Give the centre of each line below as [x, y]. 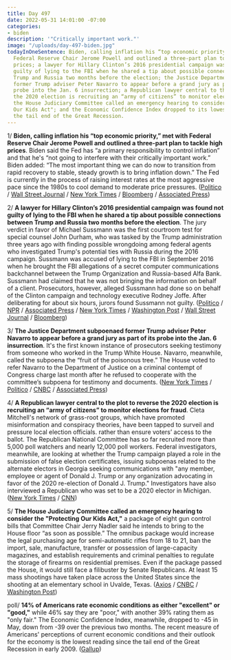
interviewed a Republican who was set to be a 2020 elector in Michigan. [109, 491]
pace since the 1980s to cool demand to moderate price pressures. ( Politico [114, 187]
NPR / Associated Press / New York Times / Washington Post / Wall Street [111, 310]
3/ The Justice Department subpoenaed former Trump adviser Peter [107, 331]
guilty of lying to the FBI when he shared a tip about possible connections [114, 215]
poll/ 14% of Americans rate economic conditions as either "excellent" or [113, 605]
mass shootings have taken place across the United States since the [104, 577]
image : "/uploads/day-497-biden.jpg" [61, 45]
